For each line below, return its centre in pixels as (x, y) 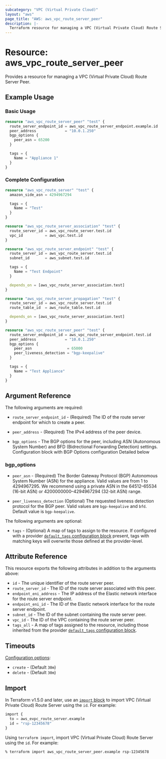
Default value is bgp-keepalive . (44, 511)
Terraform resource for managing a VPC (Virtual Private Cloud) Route (84, 28)
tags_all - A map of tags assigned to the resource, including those (81, 625)
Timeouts (20, 646)
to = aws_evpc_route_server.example (47, 719)
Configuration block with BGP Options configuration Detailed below (81, 452)
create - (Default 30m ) (34, 667)
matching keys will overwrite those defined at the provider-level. (78, 541)
